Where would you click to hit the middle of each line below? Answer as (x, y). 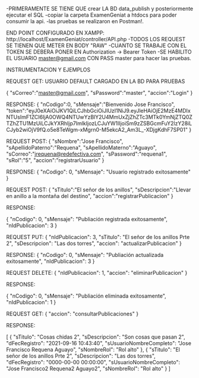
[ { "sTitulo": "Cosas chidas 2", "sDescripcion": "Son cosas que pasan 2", (96, 337)
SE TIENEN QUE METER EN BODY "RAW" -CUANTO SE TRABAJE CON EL (97, 45)
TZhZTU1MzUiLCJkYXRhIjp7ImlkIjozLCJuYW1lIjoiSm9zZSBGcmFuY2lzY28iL (99, 123)
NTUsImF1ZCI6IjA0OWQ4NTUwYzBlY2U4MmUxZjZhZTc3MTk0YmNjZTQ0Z (99, 117)
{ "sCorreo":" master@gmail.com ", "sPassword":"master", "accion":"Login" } (99, 93)
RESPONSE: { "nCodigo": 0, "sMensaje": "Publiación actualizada (85, 255)
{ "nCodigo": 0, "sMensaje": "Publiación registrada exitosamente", (87, 219)
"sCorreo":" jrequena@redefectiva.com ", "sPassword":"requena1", (87, 154)
